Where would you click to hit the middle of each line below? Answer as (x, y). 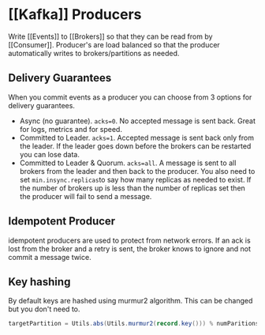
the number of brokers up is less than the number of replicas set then (132, 188)
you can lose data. (50, 154)
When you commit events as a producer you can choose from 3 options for (130, 97)
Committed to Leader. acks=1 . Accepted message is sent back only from (137, 137)
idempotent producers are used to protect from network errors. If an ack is (129, 240)
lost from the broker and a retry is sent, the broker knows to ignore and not (129, 248)
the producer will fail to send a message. (86, 196)
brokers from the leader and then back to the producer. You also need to (137, 171)
